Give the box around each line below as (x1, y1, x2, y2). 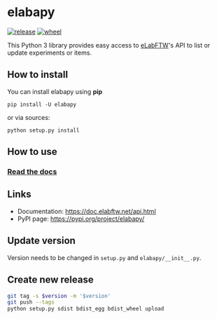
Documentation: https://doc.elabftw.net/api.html (17, 207, 156, 215)
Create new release (7, 274, 94, 286)
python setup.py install (7, 127, 80, 134)
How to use (7, 146, 57, 158)
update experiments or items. (7, 48, 92, 57)
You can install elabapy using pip (7, 87, 103, 95)
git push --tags (7, 299, 55, 306)
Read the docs (7, 167, 57, 177)
